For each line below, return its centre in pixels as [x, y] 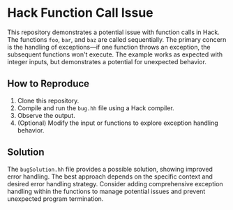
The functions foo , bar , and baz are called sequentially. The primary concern [117, 39]
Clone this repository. [48, 100]
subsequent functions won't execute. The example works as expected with [115, 54]
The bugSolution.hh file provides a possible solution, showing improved [110, 169]
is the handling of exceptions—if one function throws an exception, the [109, 47]
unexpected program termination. [55, 198]
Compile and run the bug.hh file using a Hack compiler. [96, 108]
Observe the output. [46, 115]
